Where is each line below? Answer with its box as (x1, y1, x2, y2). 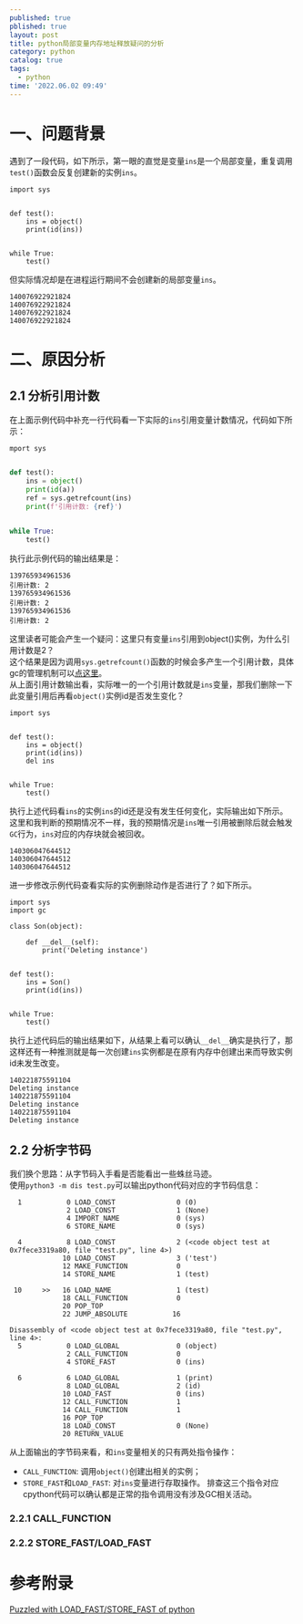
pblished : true (9, 22, 67, 31)
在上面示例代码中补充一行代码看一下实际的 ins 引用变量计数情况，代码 (9, 414, 269, 425)
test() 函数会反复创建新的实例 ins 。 (9, 166, 143, 178)
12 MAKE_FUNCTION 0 (62, 1262, 181, 1271)
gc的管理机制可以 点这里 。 (9, 667, 107, 678)
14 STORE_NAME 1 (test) (62, 1270, 209, 1279)
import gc (9, 905, 47, 915)
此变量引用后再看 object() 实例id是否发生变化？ (9, 690, 185, 701)
